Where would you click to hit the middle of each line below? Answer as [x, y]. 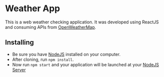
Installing [20, 43]
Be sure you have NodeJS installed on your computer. [66, 54]
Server [19, 70]
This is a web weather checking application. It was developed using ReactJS [82, 22]
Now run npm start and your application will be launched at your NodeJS [85, 64]
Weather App [32, 9]
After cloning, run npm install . [43, 59]
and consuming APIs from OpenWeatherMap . [51, 27]
